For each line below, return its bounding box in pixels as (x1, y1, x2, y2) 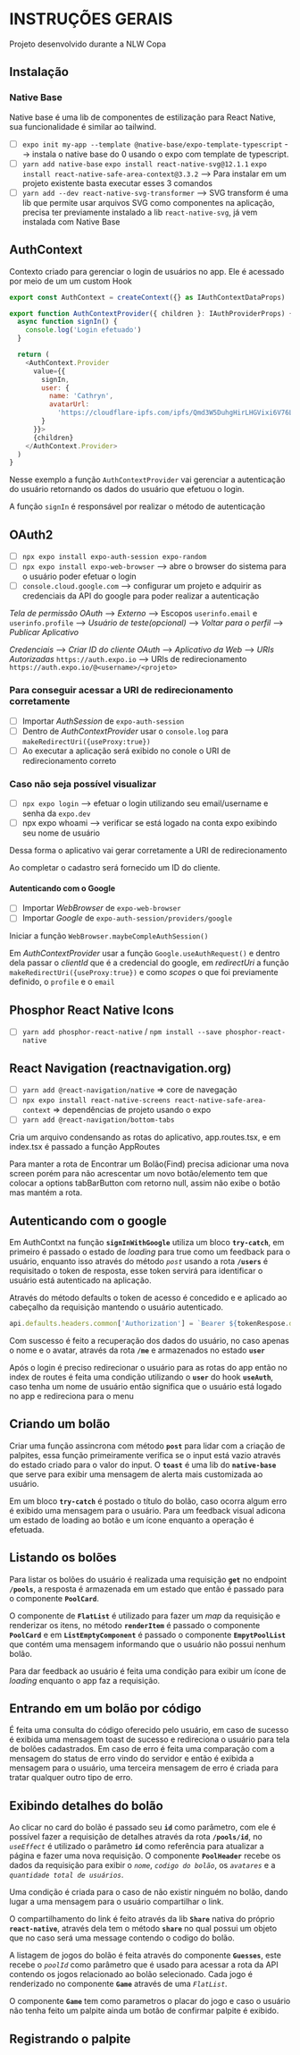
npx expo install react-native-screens (21, 1096, 171, 1105)
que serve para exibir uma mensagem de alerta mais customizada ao (9, 1468, 263, 1480)
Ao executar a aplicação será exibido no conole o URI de (21, 745, 231, 756)
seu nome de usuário (21, 828, 101, 838)
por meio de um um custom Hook (9, 276, 132, 286)
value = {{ (32, 367, 66, 376)
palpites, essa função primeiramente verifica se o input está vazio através (9, 1449, 281, 1460)
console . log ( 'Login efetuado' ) (25, 326, 142, 335)
